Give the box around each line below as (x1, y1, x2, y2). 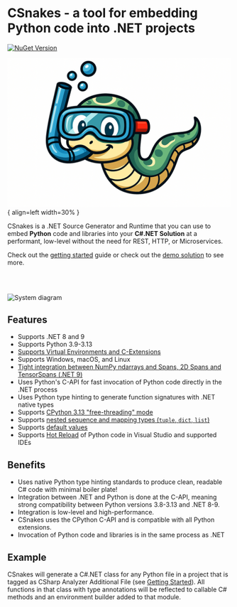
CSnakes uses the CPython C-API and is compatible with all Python (17, 515, 215, 524)
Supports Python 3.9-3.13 (17, 340, 93, 349)
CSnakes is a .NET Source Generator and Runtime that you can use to (7, 222, 211, 230)
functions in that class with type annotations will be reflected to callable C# (7, 585, 227, 594)
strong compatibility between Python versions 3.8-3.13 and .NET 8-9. (17, 500, 220, 509)
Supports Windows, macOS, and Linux (17, 355, 131, 364)
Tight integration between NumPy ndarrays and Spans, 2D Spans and (17, 362, 221, 371)
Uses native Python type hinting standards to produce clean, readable (17, 478, 223, 486)
